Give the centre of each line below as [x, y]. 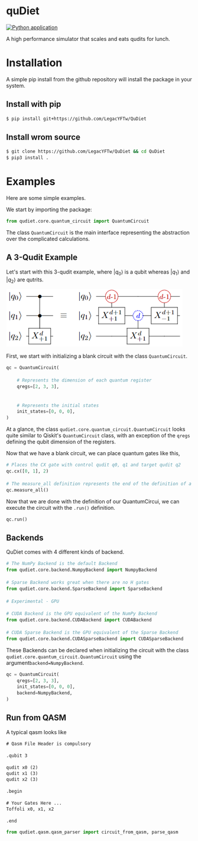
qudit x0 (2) [22, 767]
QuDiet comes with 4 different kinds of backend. [65, 552]
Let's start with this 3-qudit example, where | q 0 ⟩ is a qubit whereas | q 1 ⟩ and [98, 272]
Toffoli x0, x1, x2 [30, 809]
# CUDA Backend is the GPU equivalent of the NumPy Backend [82, 614]
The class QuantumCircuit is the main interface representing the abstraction [98, 232]
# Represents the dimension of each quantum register [84, 380]
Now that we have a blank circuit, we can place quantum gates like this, [93, 453]
